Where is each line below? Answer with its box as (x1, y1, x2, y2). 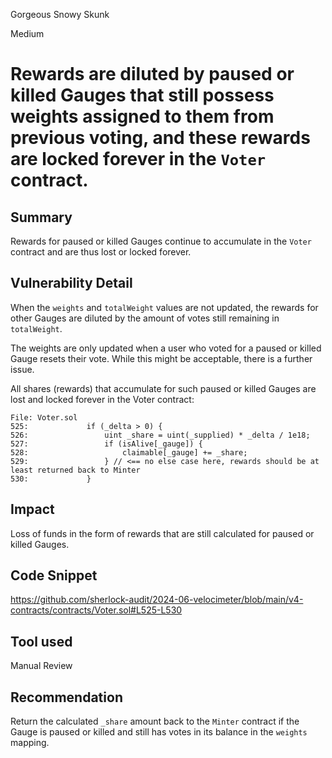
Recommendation (10, 689, 123, 706)
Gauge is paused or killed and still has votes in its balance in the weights (10, 726, 308, 738)
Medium (10, 28, 45, 39)
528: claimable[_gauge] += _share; (10, 447, 248, 458)
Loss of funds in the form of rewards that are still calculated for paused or (10, 527, 315, 539)
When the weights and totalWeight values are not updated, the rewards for (10, 301, 319, 313)
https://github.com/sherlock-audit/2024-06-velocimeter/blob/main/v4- (10, 594, 304, 606)
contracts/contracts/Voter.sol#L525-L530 (10, 604, 183, 616)
